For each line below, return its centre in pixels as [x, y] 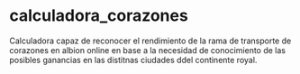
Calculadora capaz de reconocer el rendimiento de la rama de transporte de [150, 41]
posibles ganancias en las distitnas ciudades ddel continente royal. [133, 60]
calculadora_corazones [99, 16]
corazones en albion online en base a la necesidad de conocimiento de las [148, 50]
